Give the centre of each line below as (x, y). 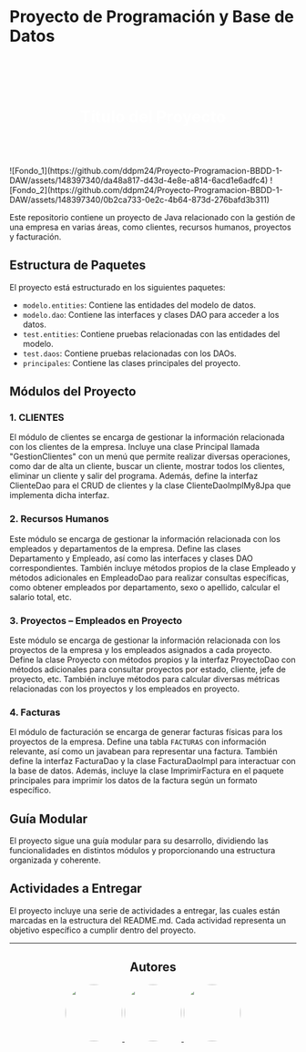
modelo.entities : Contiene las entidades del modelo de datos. (139, 305)
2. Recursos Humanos (59, 519)
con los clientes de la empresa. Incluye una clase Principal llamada (135, 447)
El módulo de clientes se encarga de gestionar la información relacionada (147, 437)
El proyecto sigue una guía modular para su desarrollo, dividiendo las (139, 841)
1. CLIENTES (37, 418)
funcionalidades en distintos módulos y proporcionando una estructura (143, 851)
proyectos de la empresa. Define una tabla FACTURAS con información (138, 742)
